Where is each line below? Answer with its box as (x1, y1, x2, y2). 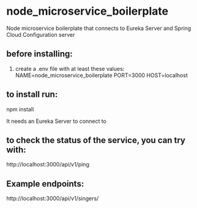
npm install (6, 105, 34, 113)
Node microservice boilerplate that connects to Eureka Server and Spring (6, 24, 191, 32)
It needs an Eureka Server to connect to (6, 117, 107, 125)
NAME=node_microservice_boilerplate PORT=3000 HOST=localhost (15, 72, 188, 79)
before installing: (6, 49, 73, 59)
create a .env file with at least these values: (15, 65, 125, 72)
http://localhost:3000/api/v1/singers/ (6, 195, 99, 202)
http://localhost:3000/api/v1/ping (6, 161, 90, 168)
